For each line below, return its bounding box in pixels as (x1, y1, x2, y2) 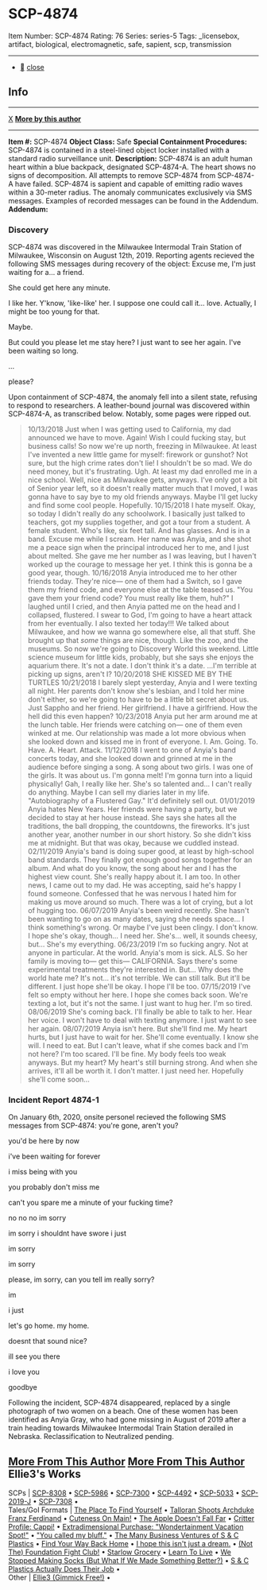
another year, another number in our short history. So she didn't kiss (27, 830, 252, 839)
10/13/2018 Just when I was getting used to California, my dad (27, 424, 232, 434)
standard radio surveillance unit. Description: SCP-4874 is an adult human (8, 153, 253, 163)
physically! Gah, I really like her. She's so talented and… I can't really (27, 780, 253, 789)
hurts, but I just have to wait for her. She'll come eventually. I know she (27, 1032, 259, 1042)
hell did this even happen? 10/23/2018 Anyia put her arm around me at (27, 712, 258, 721)
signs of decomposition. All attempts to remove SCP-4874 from (8, 170, 216, 180)
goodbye (8, 1383, 38, 1392)
